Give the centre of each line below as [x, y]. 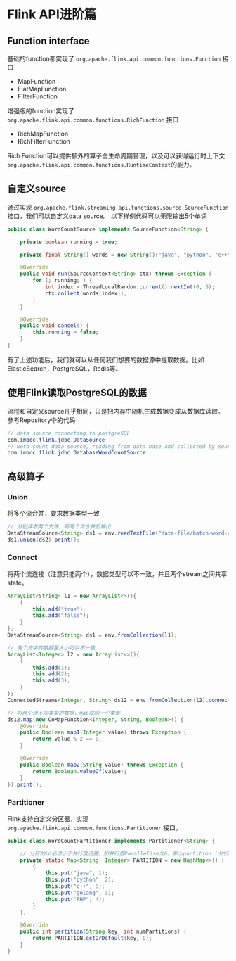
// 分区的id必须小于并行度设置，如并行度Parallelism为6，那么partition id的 [123, 853]
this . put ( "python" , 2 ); [79, 880]
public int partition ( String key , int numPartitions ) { [104, 932]
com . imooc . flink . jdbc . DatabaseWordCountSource [77, 453]
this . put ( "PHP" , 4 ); [75, 899]
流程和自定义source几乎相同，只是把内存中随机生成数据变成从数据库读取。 [116, 411]
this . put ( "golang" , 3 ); [79, 893]
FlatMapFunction [42, 89]
